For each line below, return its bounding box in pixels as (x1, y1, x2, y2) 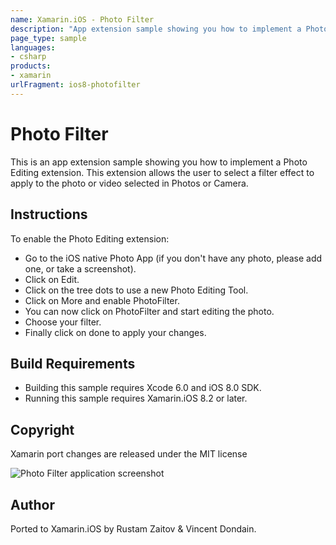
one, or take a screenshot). (24, 262, 137, 275)
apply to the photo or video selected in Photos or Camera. (10, 177, 249, 189)
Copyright (10, 421, 75, 438)
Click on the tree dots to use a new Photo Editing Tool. (24, 284, 249, 296)
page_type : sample (10, 33, 87, 43)
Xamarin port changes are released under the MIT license (10, 448, 248, 460)
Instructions (10, 206, 88, 223)
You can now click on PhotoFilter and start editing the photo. (24, 305, 275, 317)
